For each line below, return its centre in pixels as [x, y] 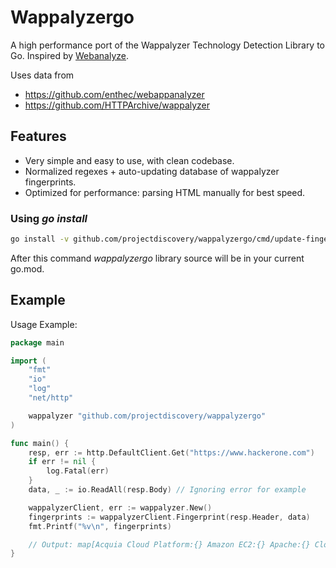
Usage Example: [44, 324]
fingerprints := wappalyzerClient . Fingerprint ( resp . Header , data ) [169, 517]
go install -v [40, 239]
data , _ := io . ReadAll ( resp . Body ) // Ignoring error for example [167, 490]
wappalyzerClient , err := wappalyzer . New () [120, 507]
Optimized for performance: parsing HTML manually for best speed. [165, 192]
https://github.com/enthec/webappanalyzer [114, 94]
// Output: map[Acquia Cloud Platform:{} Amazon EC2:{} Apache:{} [169, 544]
